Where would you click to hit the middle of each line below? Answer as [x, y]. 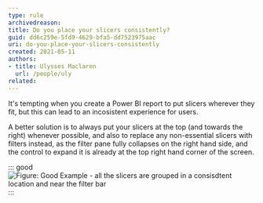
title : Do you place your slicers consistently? [89, 30]
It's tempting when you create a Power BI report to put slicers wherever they [131, 103]
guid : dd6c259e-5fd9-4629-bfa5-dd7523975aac [82, 37]
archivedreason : [35, 23]
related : [22, 81]
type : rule [26, 15]
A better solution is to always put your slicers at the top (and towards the [126, 127]
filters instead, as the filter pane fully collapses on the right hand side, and [128, 143]
